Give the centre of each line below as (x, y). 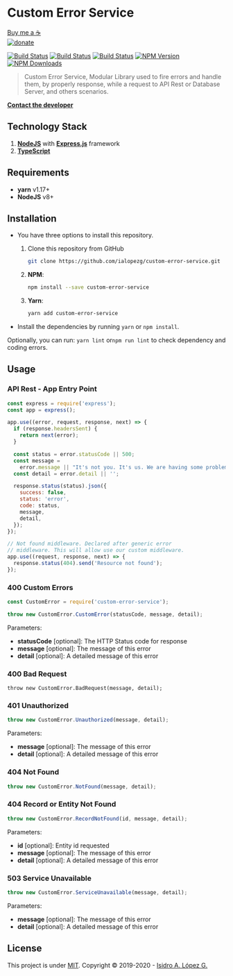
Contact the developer (40, 105)
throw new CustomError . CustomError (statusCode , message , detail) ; (105, 614)
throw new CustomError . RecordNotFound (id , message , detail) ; (97, 818)
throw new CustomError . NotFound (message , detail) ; (82, 786)
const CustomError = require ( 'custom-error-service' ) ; (88, 602)
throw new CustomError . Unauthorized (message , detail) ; (88, 720)
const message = (37, 461)
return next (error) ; (49, 435)
